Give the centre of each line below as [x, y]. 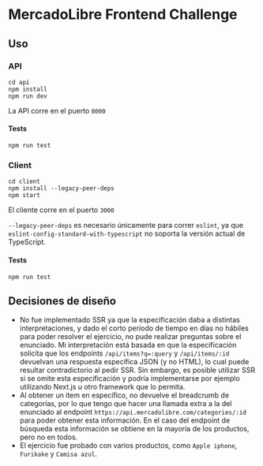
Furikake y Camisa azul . [58, 454]
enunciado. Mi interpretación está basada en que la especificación [128, 345]
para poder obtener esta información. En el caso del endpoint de [125, 420]
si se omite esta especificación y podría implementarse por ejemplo [130, 378]
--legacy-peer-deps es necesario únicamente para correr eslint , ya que [126, 226]
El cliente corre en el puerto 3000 [61, 210]
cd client [24, 182]
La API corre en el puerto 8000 [57, 110]
